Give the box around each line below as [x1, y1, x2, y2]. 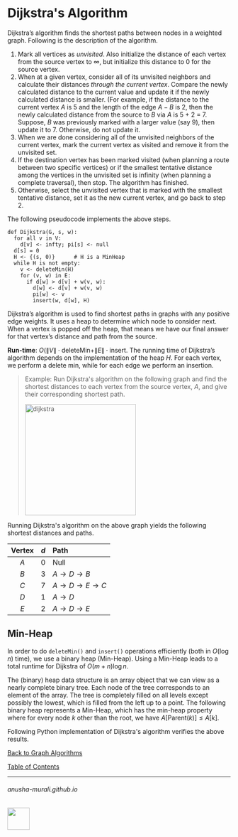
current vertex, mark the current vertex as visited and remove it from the [17, 140, 229, 149]
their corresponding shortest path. [24, 390, 125, 398]
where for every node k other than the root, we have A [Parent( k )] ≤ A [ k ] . [7, 713, 220, 722]
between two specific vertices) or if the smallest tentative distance [17, 163, 212, 171]
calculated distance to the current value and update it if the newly [17, 87, 210, 96]
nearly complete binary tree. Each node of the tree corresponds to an [7, 683, 210, 691]
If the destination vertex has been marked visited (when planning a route [17, 155, 229, 164]
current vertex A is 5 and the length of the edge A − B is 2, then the [17, 102, 214, 111]
